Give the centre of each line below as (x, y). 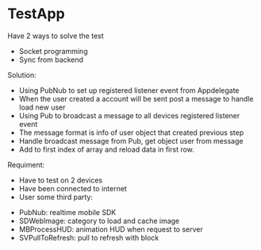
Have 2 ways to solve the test (56, 36)
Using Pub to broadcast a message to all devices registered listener (129, 115)
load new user (42, 107)
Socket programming (53, 51)
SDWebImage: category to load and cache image (99, 221)
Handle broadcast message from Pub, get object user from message (131, 140)
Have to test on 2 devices (61, 180)
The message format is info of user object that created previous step (131, 133)
